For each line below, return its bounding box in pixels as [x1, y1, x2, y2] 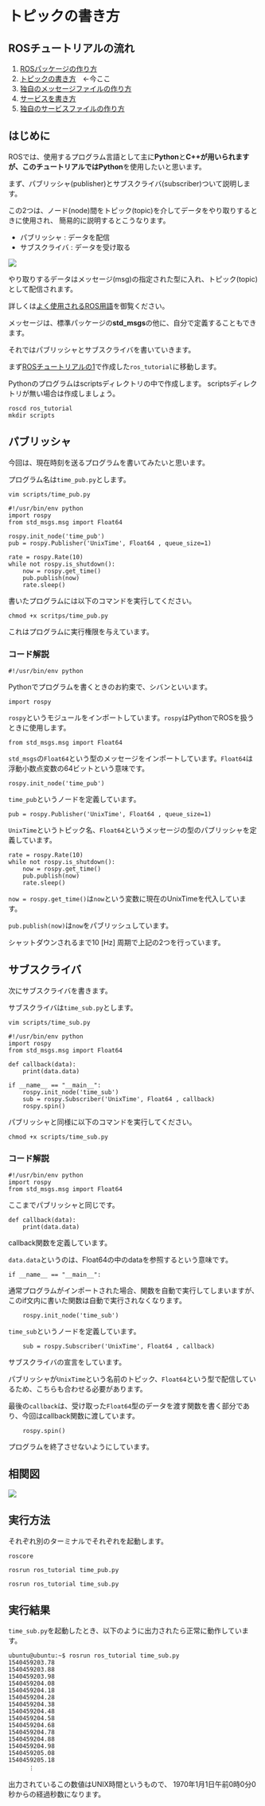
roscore [8, 1552, 34, 1560]
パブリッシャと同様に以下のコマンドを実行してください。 [8, 1117, 197, 1127]
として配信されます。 [8, 284, 78, 294]
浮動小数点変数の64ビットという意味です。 [8, 763, 150, 773]
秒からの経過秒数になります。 [8, 1789, 106, 1799]
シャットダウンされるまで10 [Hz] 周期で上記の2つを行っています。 [8, 937, 225, 947]
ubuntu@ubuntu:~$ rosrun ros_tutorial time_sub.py [8, 1652, 180, 1660]
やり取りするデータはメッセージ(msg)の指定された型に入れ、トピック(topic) [8, 274, 259, 283]
